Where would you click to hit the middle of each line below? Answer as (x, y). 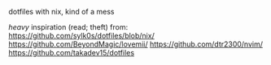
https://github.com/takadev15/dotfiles (72, 53)
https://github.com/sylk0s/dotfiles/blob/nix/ (81, 36)
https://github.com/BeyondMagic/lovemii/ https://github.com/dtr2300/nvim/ (135, 44)
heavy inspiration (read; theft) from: (68, 27)
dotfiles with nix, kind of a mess (61, 12)
